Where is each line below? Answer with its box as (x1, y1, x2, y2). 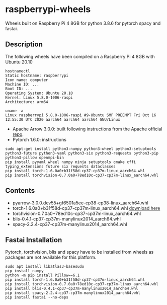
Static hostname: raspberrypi (5, 73, 69, 78)
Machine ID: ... (5, 82, 39, 87)
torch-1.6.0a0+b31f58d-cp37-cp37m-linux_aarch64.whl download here (12, 205, 160, 211)
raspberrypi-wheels (5, 4, 91, 15)
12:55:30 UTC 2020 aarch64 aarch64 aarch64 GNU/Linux (5, 117, 121, 122)
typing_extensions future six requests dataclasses (5, 164, 116, 169)
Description (5, 40, 43, 49)
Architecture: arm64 (5, 99, 49, 104)
